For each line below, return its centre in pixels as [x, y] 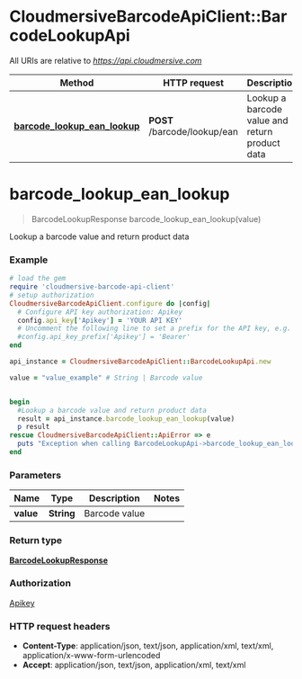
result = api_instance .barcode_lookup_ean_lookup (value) [126, 419]
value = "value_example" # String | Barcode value [106, 378]
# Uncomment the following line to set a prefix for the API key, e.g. [155, 329]
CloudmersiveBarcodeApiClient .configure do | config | [110, 303]
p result [34, 427]
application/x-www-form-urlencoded [91, 656]
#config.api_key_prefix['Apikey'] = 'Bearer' [104, 337]
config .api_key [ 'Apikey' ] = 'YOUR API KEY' [100, 320]
